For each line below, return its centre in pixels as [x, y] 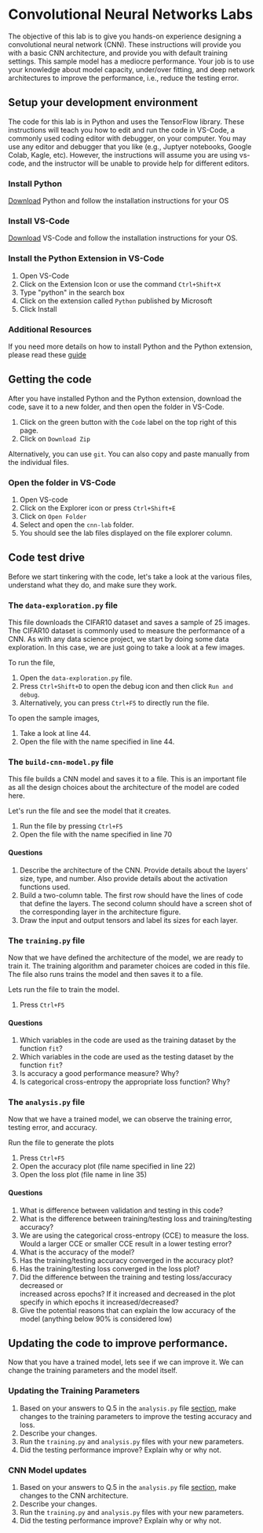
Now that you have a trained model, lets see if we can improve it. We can [126, 1362]
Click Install [38, 309]
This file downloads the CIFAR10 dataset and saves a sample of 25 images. [129, 623]
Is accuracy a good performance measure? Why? [99, 1074]
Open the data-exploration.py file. [76, 678]
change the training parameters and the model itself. [93, 1370]
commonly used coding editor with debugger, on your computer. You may [127, 138]
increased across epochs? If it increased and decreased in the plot [127, 1293]
